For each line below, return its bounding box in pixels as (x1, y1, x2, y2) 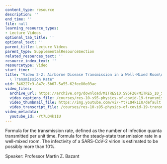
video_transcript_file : (9, 105, 59, 110)
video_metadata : (5, 109, 39, 115)
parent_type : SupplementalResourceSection (5, 49, 94, 54)
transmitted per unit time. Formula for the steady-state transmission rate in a (5, 133, 162, 139)
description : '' (5, 12, 39, 17)
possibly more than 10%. (5, 143, 56, 150)
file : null (5, 21, 28, 26)
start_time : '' (5, 68, 37, 73)
